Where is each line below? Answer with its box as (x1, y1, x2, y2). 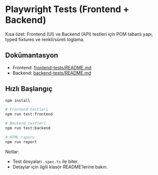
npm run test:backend (5, 125, 51, 131)
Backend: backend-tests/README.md (12, 70, 92, 76)
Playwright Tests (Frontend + (5, 4, 129, 15)
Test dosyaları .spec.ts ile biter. (12, 158, 79, 164)
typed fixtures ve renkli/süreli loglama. (5, 36, 85, 42)
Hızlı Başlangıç (5, 84, 53, 93)
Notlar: (5, 148, 20, 155)
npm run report (5, 139, 37, 145)
